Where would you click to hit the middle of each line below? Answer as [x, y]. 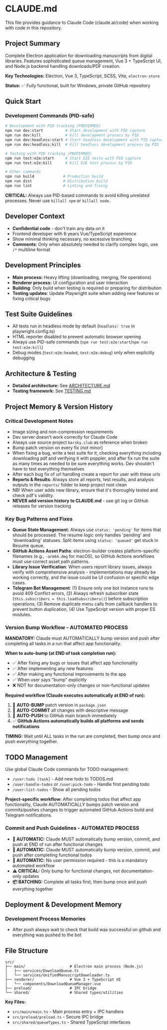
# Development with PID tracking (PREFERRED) [53, 126]
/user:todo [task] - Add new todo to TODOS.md [63, 779]
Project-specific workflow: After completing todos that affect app [73, 799]
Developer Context [35, 216]
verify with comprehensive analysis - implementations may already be [84, 572]
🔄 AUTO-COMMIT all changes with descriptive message [70, 710]
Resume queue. [28, 546]
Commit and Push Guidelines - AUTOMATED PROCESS [72, 828]
